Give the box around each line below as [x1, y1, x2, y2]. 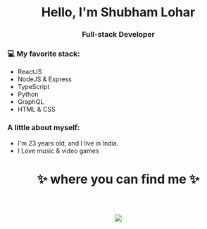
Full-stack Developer [82, 30, 155, 40]
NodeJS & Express [17, 75, 72, 83]
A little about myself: [7, 123, 80, 133]
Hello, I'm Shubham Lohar [41, 4, 196, 20]
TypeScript [17, 83, 50, 91]
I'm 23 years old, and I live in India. [17, 139, 119, 147]
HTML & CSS [17, 105, 56, 114]
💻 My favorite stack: [7, 49, 80, 59]
